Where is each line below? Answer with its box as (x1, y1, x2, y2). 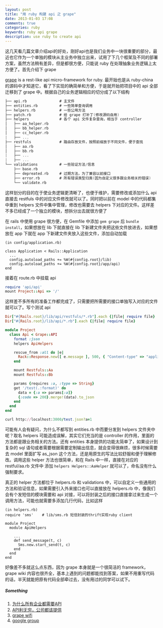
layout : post (5, 7, 32, 12)
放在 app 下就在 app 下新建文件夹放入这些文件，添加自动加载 (5, 230, 127, 236)
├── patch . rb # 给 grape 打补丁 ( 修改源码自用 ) (5, 112, 120, 117)
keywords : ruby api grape (5, 30, 57, 35)
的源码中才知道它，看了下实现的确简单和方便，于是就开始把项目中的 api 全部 (5, 83, 158, 89)
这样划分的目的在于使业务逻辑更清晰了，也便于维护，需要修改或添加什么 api (5, 189, 157, 195)
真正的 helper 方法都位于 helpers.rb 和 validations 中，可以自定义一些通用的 (5, 479, 156, 485)
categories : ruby (5, 25, 40, 30)
